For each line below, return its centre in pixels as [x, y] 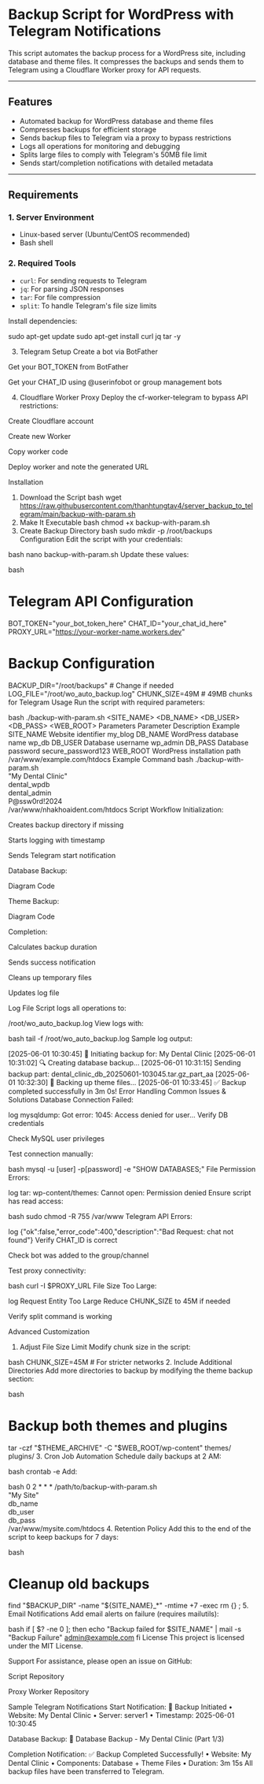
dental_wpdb [29, 784]
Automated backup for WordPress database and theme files [116, 121]
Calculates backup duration [53, 946]
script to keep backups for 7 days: [64, 1537]
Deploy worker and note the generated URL [79, 466]
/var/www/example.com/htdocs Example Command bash [101, 759]
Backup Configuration [82, 663]
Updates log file [34, 992]
